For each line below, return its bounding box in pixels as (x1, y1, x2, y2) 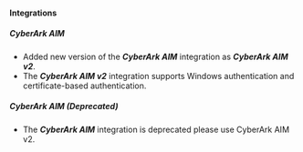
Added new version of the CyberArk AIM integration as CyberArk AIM (22, 51, 289, 62)
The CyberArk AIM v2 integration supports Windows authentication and (22, 70, 295, 81)
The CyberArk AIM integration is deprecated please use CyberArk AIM (22, 124, 290, 135)
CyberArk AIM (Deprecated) (9, 101, 119, 112)
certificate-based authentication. (22, 80, 147, 91)
